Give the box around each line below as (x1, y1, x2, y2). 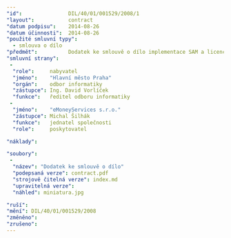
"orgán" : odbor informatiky (12, 81, 103, 88)
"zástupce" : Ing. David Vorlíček (12, 87, 109, 94)
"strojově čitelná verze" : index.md (12, 176, 118, 183)
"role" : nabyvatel (12, 68, 78, 75)
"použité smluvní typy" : (6, 36, 78, 43)
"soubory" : (6, 150, 38, 157)
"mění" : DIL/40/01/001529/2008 (6, 208, 97, 215)
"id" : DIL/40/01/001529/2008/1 (6, 10, 139, 17)
